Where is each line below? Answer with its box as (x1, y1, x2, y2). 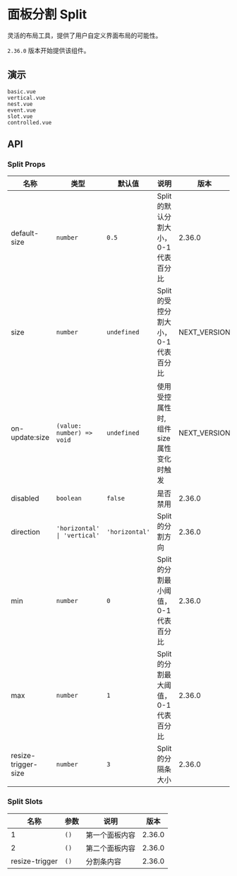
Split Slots (7, 797, 43, 807)
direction (11, 527, 41, 537)
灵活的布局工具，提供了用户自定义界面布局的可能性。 (7, 31, 162, 40)
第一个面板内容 (85, 830, 136, 840)
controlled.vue (7, 119, 52, 126)
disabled (11, 494, 39, 503)
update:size (11, 433, 49, 443)
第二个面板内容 (85, 843, 136, 853)
